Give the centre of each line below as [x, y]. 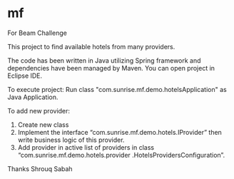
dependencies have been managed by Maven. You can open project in [111, 68]
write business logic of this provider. [71, 140]
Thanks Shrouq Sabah [40, 168]
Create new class [43, 124]
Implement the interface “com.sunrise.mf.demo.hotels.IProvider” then [120, 132]
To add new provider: [39, 111]
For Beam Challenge [37, 33]
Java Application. [33, 97]
